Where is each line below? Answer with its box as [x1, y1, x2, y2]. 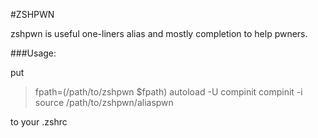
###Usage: [10, 47, 57, 59]
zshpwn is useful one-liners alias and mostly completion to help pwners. [10, 28, 308, 39]
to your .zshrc [10, 116, 68, 128]
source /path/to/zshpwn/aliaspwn [34, 97, 174, 108]
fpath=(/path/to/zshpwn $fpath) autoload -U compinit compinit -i [34, 86, 303, 98]
